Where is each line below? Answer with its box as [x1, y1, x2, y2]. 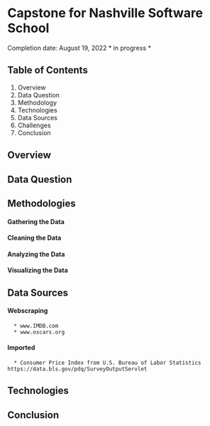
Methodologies [7, 197, 76, 209]
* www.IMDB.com [13, 322, 59, 329]
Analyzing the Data [7, 250, 65, 258]
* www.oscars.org [13, 329, 65, 336]
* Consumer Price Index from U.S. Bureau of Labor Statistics [13, 359, 201, 367]
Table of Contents [7, 64, 89, 76]
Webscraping [7, 307, 48, 315]
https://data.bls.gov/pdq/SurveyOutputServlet [7, 366, 148, 373]
